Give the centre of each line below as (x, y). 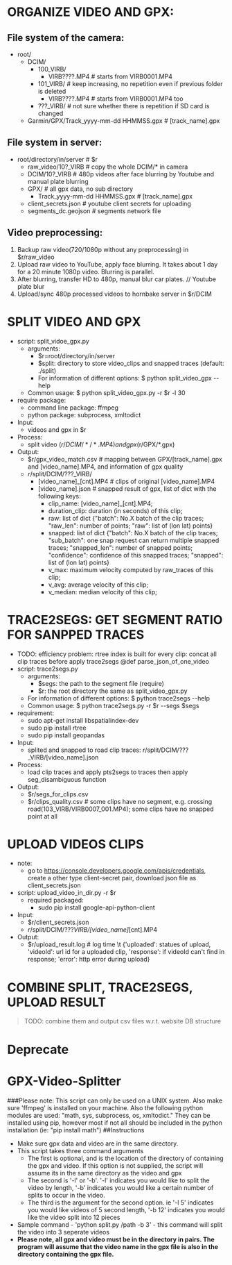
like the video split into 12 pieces (74, 1217)
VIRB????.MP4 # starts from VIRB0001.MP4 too (116, 99)
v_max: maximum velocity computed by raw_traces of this (131, 569)
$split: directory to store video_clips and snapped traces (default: (131, 363)
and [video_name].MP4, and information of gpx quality (105, 467)
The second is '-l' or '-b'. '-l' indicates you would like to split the (118, 1180)
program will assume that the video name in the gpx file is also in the (117, 1246)
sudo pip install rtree (57, 728)
